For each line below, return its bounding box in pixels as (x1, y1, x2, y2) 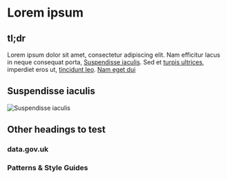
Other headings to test (7, 124, 106, 135)
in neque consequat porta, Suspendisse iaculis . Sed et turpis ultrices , (7, 58, 205, 66)
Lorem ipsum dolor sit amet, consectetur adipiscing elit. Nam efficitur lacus (7, 50, 221, 59)
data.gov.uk (7, 144, 49, 154)
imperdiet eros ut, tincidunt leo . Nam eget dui (7, 66, 136, 73)
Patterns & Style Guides (7, 163, 88, 173)
